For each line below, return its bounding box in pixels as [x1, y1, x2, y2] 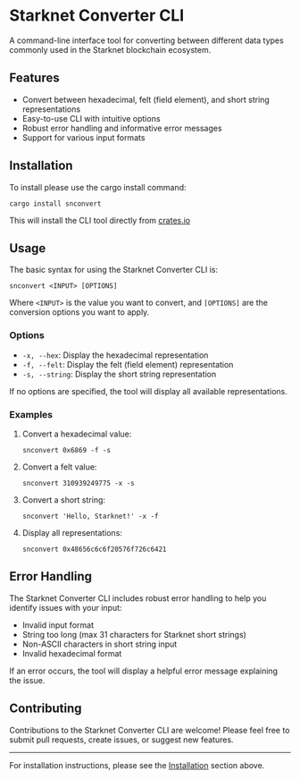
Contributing [9, 701, 82, 716]
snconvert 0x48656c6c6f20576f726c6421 [21, 545, 167, 554]
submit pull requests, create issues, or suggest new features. [9, 734, 234, 745]
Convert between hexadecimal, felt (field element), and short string [21, 94, 270, 105]
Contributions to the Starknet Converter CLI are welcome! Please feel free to [9, 724, 290, 735]
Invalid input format [21, 619, 94, 631]
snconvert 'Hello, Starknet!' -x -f [21, 512, 159, 521]
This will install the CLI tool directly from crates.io [9, 215, 191, 225]
